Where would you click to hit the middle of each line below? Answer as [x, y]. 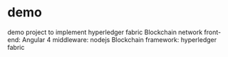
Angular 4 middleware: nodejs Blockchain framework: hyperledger [119, 39]
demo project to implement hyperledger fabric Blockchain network [105, 32]
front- [213, 32]
